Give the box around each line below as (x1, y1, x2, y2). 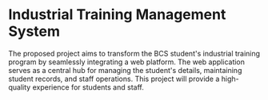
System (8, 22, 61, 40)
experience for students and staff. (32, 82, 144, 92)
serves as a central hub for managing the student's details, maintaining (8, 65, 242, 75)
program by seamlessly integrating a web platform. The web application (8, 57, 246, 67)
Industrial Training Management (8, 6, 226, 24)
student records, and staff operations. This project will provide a (8, 74, 220, 83)
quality (8, 82, 31, 92)
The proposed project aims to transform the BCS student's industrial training (8, 48, 261, 58)
